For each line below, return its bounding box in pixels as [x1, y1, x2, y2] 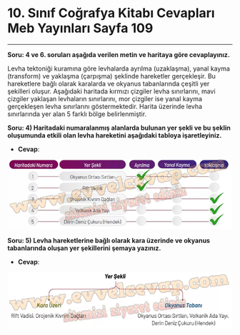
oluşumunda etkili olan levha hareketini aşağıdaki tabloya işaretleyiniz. [7, 130, 222, 140]
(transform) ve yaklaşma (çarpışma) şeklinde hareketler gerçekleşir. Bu [7, 71, 216, 80]
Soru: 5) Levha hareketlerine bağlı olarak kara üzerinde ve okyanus [7, 236, 211, 244]
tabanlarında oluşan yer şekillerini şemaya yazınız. [7, 244, 161, 252]
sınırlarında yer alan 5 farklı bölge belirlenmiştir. [7, 109, 147, 118]
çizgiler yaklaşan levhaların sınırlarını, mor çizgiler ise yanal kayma [7, 94, 202, 103]
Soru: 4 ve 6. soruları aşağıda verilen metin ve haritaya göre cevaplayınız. [7, 50, 230, 58]
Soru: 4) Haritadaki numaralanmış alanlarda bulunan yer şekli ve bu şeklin [7, 123, 231, 132]
